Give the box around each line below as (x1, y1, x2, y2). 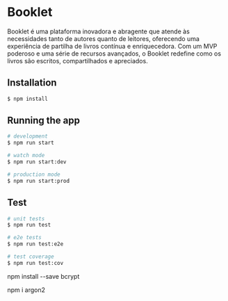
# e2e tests (7, 234, 42, 241)
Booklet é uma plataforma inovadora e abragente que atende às (7, 27, 190, 35)
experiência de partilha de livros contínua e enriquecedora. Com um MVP (7, 42, 218, 50)
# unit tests (7, 215, 45, 222)
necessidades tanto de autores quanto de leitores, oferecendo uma (7, 34, 200, 42)
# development (7, 133, 49, 140)
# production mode (7, 171, 60, 178)
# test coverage (7, 253, 54, 260)
